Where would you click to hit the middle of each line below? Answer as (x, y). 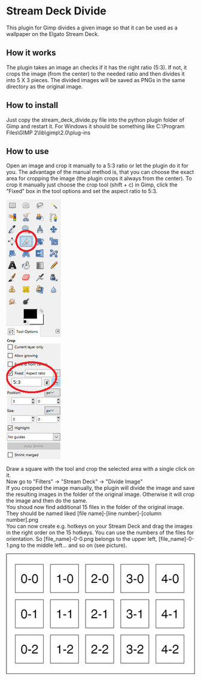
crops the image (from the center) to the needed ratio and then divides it (95, 74)
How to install (32, 105)
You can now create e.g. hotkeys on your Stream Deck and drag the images (99, 526)
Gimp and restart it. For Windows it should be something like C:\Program (95, 126)
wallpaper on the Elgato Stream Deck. (53, 34)
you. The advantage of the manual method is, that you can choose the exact (100, 172)
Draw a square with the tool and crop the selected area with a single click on (100, 469)
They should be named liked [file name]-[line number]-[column (84, 513)
